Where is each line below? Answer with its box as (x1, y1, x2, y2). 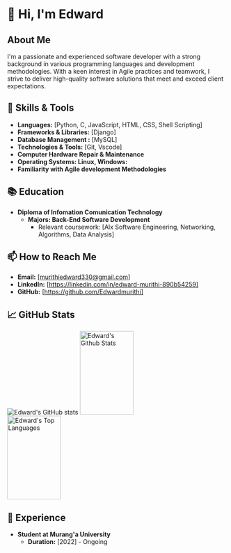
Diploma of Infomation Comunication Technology (17, 208, 164, 216)
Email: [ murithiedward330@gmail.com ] (17, 273, 131, 281)
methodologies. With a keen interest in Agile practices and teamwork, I (7, 67, 210, 75)
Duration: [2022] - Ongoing (27, 538, 108, 546)
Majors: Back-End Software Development (27, 215, 150, 223)
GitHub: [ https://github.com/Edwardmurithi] (17, 288, 144, 296)
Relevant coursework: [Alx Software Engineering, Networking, (38, 223, 216, 231)
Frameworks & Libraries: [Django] (17, 128, 116, 136)
